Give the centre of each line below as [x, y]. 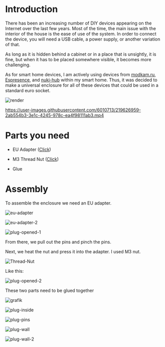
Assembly [27, 189]
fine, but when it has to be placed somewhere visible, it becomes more [78, 59]
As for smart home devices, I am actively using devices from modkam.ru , [81, 74]
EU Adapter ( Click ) [32, 149]
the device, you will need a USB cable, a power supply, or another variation [83, 39]
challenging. [18, 65]
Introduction [32, 9]
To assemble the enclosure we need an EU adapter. [58, 203]
